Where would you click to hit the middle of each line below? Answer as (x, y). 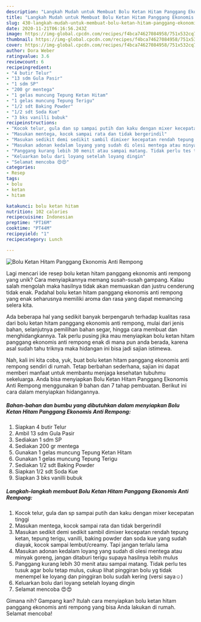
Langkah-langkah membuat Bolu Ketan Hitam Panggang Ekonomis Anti (98, 492)
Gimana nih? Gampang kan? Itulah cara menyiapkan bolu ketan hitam (91, 600)
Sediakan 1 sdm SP (38, 440)
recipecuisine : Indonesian (40, 217)
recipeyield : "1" (28, 234)
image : (14, 34)
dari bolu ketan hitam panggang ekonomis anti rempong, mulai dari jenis (95, 323)
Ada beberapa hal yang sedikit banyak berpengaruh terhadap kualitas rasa (98, 316)
